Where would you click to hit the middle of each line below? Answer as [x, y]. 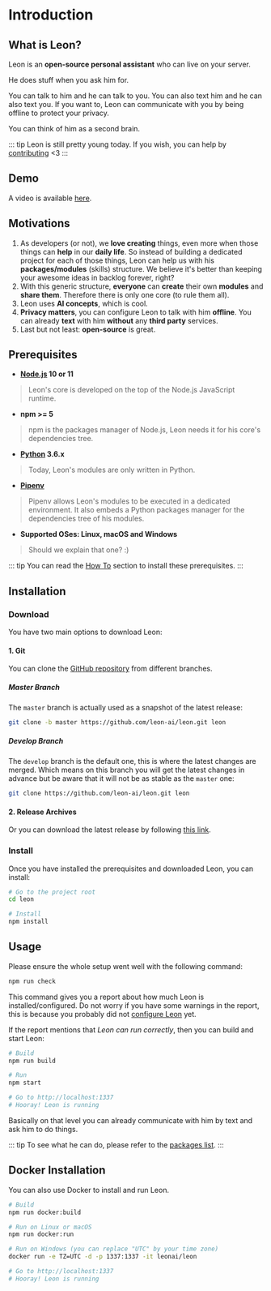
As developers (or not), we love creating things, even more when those [139, 243]
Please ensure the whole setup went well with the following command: [125, 966]
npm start [25, 1083]
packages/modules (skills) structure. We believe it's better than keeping [141, 268]
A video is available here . [50, 198]
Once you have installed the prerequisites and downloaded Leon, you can [131, 869]
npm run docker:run [41, 1234]
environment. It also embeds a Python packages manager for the [136, 510]
